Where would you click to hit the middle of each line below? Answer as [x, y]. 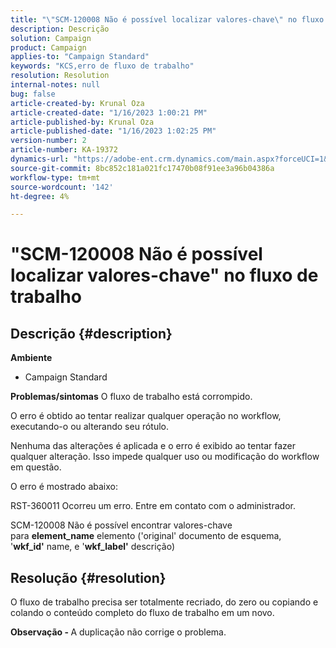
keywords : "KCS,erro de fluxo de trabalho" [102, 66]
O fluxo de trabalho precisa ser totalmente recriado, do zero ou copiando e [164, 602]
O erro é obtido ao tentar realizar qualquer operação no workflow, [146, 416]
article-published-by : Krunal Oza [82, 122]
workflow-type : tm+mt [55, 177]
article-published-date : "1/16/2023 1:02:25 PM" [113, 131]
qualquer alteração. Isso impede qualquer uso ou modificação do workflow [165, 457]
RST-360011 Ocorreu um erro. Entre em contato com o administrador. [153, 506]
